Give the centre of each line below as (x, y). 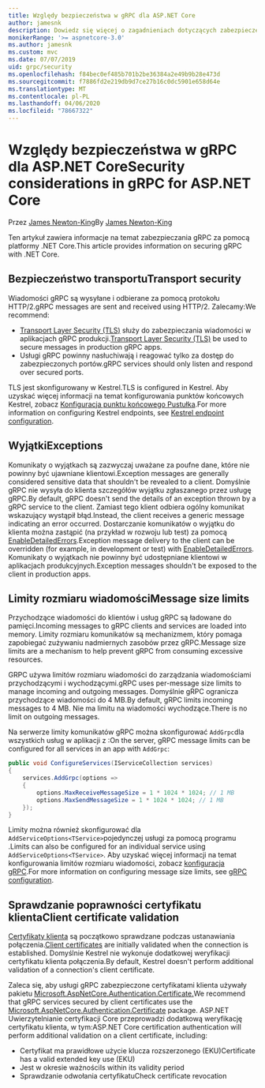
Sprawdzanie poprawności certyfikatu (105, 905)
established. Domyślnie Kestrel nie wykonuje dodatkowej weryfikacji (119, 953)
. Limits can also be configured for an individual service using (107, 846)
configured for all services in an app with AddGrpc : (89, 749)
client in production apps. (50, 574)
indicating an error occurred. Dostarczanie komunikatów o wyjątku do (121, 523)
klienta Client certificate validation (94, 917)
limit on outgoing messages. (54, 717)
